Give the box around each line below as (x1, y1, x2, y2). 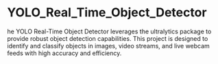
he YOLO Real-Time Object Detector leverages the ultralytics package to (7, 27, 212, 35)
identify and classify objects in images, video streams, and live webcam (7, 42, 210, 50)
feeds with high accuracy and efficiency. (7, 49, 122, 57)
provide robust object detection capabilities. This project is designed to (7, 34, 208, 42)
